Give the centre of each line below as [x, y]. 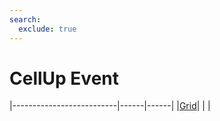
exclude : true [47, 29]
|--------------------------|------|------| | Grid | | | [110, 106]
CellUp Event [64, 78]
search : [25, 19]
